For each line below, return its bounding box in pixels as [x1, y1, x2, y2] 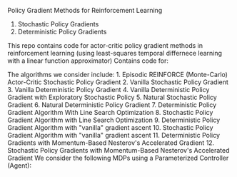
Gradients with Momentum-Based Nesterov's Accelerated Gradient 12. [7, 138, 215, 147]
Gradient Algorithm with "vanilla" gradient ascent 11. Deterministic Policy [7, 131, 220, 139]
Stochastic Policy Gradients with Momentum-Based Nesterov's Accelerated [7, 146, 230, 154]
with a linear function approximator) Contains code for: [7, 56, 169, 65]
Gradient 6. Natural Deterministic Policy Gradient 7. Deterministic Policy [7, 101, 217, 109]
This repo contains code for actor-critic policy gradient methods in [7, 41, 203, 49]
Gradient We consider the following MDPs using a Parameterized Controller [7, 153, 229, 162]
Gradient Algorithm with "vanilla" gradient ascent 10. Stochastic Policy [7, 123, 213, 131]
